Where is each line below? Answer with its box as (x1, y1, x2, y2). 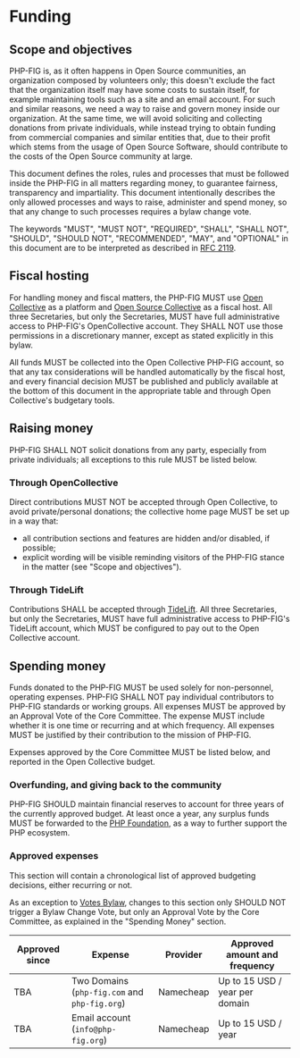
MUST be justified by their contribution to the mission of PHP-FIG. (9, 730, 252, 741)
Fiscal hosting (9, 268, 89, 283)
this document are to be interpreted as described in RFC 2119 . (9, 243, 237, 253)
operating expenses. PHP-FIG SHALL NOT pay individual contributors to (9, 692, 274, 702)
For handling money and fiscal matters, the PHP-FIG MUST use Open (9, 292, 263, 303)
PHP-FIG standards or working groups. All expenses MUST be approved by (9, 701, 286, 712)
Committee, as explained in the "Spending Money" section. (9, 916, 227, 927)
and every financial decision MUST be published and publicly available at (9, 375, 279, 386)
